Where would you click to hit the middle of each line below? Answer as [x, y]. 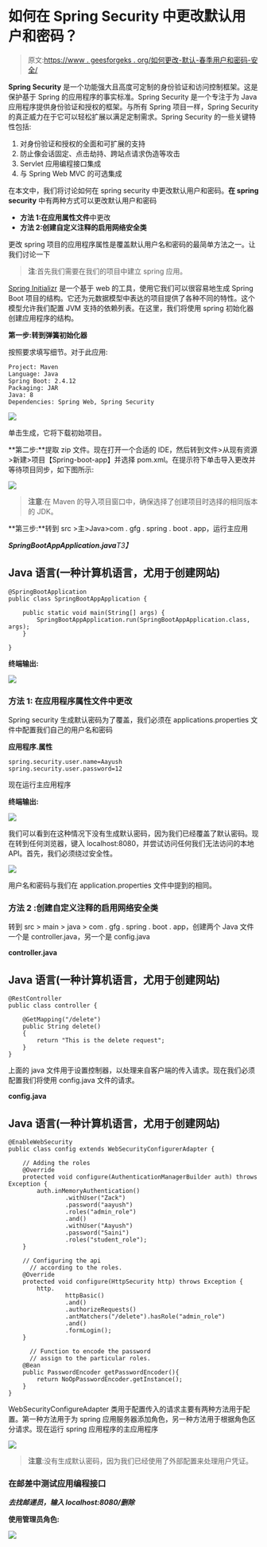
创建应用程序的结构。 [43, 318]
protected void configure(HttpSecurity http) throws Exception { [133, 1281]
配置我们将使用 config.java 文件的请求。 [74, 1081]
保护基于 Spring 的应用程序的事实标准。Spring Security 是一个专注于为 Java [133, 96]
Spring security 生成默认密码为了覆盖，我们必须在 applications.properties [128, 720]
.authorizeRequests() [101, 1309]
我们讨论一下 [29, 254]
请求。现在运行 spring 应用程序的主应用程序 [87, 1429]
